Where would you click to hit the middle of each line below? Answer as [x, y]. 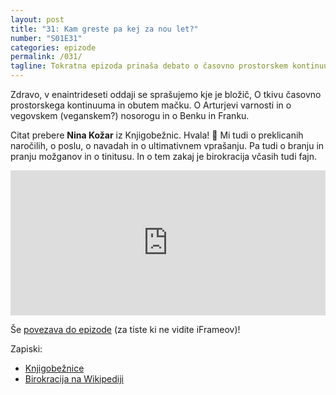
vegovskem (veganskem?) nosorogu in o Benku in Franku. [130, 115]
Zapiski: [26, 349]
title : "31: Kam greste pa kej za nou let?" [104, 29]
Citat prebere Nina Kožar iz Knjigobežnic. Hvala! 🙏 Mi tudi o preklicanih [157, 135]
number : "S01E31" [46, 38]
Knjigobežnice [54, 368]
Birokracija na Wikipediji [74, 379]
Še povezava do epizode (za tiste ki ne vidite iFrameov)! [125, 329]
